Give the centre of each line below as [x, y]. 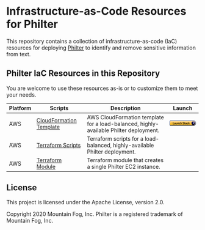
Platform [20, 108]
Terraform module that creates [125, 160]
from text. [19, 54]
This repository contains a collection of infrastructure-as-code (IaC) [92, 41]
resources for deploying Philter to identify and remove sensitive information [101, 48]
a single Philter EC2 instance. [124, 167]
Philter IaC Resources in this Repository [83, 74]
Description [126, 108]
